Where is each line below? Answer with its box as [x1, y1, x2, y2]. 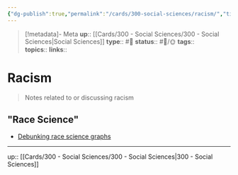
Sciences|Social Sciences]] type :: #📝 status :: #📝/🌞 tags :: [24, 37, 195, 46]
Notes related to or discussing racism [24, 93, 135, 102]
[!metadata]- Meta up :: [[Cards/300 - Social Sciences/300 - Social [24, 30, 220, 38]
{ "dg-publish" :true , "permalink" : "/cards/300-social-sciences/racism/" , [7, 10, 223, 18]
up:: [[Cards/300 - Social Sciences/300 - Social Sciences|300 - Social [7, 152, 213, 161]
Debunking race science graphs [17, 132, 111, 141]
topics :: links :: [24, 45, 67, 54]
